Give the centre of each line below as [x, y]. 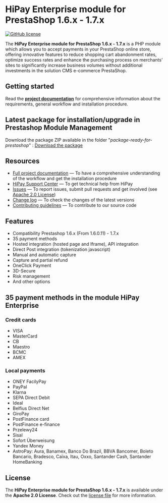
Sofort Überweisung [34, 440]
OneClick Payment [32, 265]
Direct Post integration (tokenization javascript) [62, 249]
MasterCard [25, 336]
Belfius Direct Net [31, 408]
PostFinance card [31, 419]
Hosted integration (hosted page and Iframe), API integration [75, 244]
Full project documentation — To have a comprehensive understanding [86, 173]
